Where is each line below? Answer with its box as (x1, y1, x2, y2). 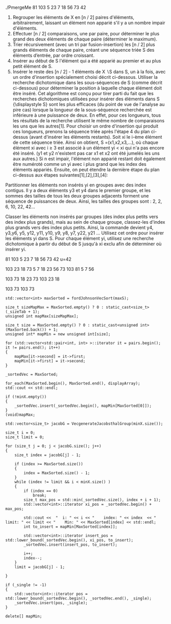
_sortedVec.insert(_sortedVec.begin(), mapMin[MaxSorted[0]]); (14, 403, 152, 408)
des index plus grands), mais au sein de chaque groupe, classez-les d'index (5, 219, 165, 225)
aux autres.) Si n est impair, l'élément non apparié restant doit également (12, 156, 166, 162)
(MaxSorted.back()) (5, 327, 47, 332)
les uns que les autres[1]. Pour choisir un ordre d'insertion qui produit (12, 123, 159, 129)
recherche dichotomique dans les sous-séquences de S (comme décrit (12, 79, 162, 85)
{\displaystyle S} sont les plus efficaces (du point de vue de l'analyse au (12, 101, 165, 107)
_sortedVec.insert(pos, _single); (14, 600, 88, 606)
